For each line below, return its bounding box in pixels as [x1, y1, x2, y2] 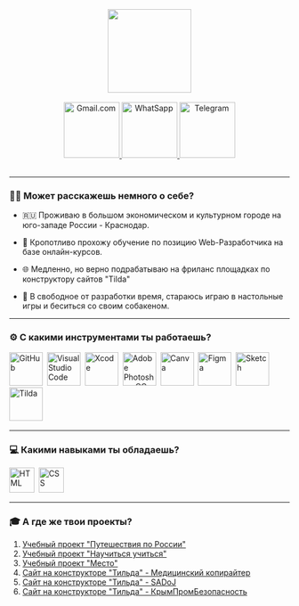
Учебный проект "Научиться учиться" [21, 548, 167, 560]
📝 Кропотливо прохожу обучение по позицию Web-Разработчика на [21, 237, 284, 248]
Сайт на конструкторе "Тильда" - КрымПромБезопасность [21, 586, 247, 597]
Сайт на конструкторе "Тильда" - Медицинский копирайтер [21, 568, 251, 578]
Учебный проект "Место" [21, 558, 118, 569]
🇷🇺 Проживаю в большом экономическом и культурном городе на [21, 209, 282, 221]
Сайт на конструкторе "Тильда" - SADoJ [21, 577, 176, 587]
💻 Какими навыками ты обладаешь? [9, 443, 180, 455]
